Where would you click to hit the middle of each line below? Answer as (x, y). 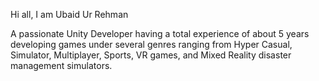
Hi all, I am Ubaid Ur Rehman (69, 14)
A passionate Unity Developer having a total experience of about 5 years (160, 33)
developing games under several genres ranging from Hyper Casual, (151, 44)
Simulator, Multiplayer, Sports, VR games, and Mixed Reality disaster (151, 55)
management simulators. (61, 65)
